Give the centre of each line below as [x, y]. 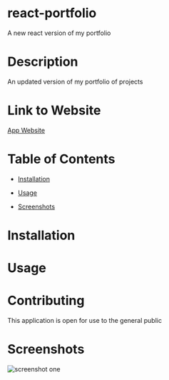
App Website [26, 130]
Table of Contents [61, 159]
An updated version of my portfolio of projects [75, 81]
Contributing [46, 301]
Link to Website [54, 110]
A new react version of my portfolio [59, 33]
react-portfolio [52, 13]
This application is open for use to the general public [85, 321]
